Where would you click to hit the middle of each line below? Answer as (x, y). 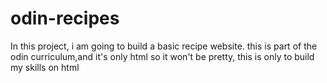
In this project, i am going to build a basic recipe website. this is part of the (164, 46)
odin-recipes (65, 18)
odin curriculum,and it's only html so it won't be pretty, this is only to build (162, 56)
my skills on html (45, 67)
